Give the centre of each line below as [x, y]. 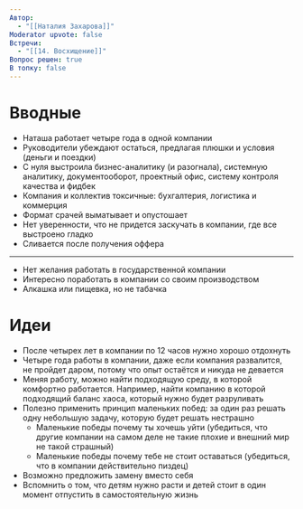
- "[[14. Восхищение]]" [62, 52]
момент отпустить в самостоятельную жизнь [110, 495]
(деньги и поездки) [59, 157]
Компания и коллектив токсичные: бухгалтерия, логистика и [139, 195]
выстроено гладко [58, 234]
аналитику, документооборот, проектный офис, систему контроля [150, 176]
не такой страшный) [75, 446]
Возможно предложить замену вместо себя [108, 475]
